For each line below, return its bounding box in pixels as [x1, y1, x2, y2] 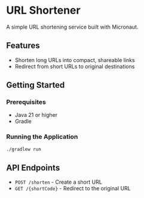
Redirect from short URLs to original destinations [14, 63, 135, 70]
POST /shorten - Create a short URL [14, 178, 103, 185]
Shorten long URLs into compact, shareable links [14, 56, 136, 63]
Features [6, 41, 40, 51]
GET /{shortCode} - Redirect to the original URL [14, 185, 131, 192]
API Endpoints [6, 163, 60, 173]
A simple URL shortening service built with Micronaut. [6, 23, 139, 30]
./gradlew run [6, 146, 42, 152]
